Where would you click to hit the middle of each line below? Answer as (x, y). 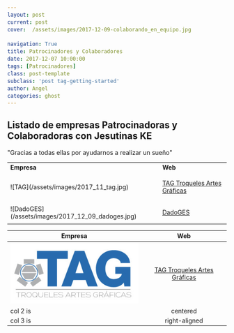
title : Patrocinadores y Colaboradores (65, 52)
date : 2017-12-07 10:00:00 (46, 59)
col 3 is (21, 320)
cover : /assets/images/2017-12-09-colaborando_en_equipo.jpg (99, 29)
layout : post (26, 15)
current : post (28, 22)
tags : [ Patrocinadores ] (42, 66)
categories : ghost (34, 96)
